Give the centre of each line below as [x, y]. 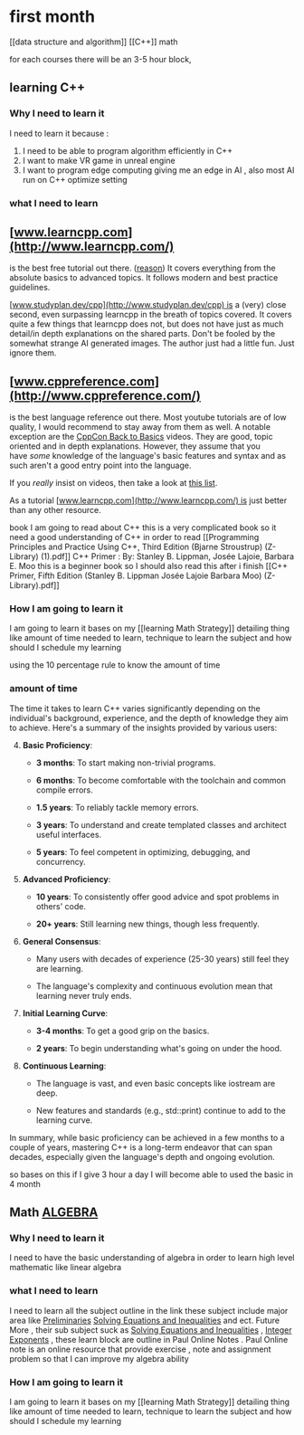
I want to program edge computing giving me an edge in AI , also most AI [158, 170]
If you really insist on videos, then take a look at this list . [114, 483]
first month [52, 17]
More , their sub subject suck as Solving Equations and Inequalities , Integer [151, 1330]
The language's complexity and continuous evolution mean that [154, 986]
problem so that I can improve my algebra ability [100, 1358]
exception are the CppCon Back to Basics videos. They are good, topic [141, 437]
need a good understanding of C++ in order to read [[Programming [134, 537]
